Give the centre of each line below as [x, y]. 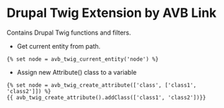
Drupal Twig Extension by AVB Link [112, 13]
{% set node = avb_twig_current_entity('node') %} [83, 59]
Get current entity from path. [59, 46]
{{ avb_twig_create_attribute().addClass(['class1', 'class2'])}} [106, 97]
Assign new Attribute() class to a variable [77, 72]
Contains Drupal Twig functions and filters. [69, 32]
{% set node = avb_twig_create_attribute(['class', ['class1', [102, 85]
